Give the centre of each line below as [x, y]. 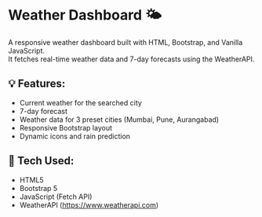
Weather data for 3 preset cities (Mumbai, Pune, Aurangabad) [119, 120]
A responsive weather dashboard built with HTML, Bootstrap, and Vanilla [126, 42]
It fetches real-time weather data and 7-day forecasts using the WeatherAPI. [131, 59]
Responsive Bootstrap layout [65, 127]
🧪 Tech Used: [41, 161]
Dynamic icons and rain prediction [75, 136]
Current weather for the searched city [81, 102]
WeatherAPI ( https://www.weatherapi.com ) [89, 204]
